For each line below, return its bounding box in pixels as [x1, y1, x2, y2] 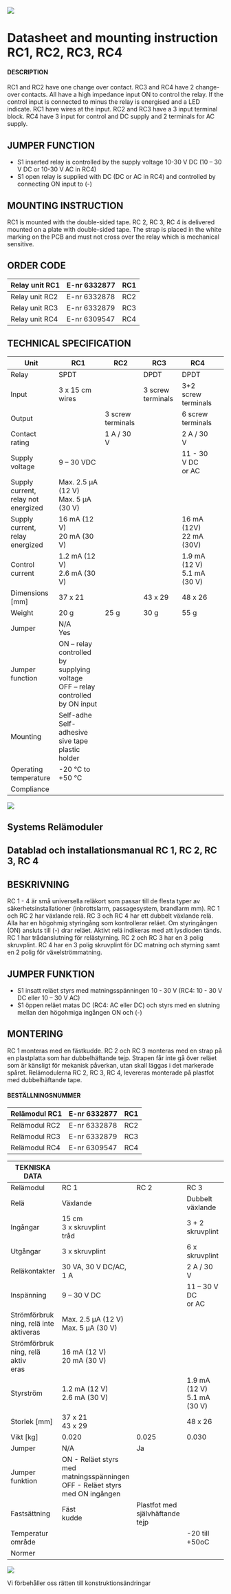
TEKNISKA [14, 1163, 51, 1172]
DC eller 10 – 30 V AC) [16, 994, 80, 1002]
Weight [10, 607, 34, 617]
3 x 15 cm [58, 385, 91, 395]
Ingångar [10, 1223, 40, 1232]
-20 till [186, 1529, 210, 1538]
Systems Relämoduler [7, 821, 104, 833]
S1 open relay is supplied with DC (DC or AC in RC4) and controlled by [16, 173, 216, 181]
